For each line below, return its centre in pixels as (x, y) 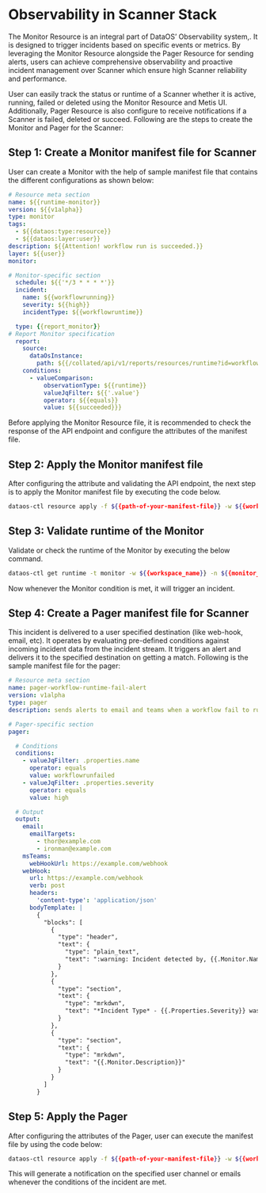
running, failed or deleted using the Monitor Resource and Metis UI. (118, 102)
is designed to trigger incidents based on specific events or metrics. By (125, 44)
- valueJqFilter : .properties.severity (88, 782)
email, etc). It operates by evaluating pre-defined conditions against (119, 640)
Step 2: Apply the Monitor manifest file (106, 464)
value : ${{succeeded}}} (83, 407)
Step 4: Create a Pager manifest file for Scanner (129, 613)
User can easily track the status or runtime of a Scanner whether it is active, (132, 94)
